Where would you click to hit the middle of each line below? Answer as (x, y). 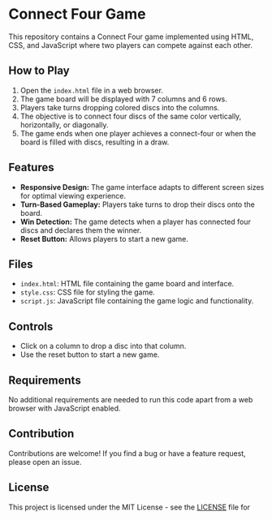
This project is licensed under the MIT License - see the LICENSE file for (129, 507)
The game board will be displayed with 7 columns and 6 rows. (123, 99)
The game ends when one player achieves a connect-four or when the (138, 133)
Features (31, 168)
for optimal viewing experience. (73, 196)
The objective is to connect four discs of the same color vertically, (131, 116)
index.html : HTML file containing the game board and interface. (127, 284)
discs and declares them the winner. (81, 230)
